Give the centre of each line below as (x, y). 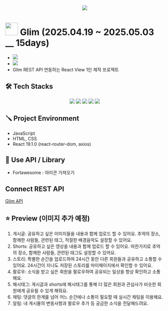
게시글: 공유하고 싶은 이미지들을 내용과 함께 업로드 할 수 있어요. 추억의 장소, (86, 234)
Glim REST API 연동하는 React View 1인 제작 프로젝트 (66, 69)
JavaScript (24, 133)
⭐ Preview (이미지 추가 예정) (47, 218)
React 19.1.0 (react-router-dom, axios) (52, 144)
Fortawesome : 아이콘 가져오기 (43, 173)
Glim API (14, 201)
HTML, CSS (24, 138)
